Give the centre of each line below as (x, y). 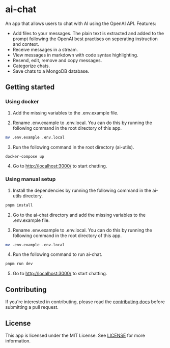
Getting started (30, 87)
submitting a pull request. (32, 307)
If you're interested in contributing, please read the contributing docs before (85, 302)
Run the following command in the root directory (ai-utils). (73, 147)
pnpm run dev (19, 264)
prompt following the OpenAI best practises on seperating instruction (85, 39)
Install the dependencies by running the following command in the (82, 190)
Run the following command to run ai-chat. (58, 254)
